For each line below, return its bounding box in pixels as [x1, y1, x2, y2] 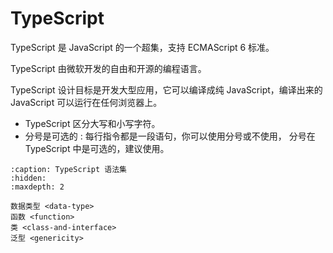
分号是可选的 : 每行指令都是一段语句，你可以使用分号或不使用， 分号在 [24, 130, 316, 142]
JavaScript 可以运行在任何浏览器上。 [10, 96, 163, 108]
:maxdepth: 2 [10, 182, 65, 192]
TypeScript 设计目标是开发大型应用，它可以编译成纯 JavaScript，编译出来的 [10, 83, 323, 96]
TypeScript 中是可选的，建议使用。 [24, 142, 170, 154]
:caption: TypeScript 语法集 [10, 164, 128, 174]
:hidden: [10, 173, 47, 183]
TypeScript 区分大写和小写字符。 [24, 117, 161, 129]
